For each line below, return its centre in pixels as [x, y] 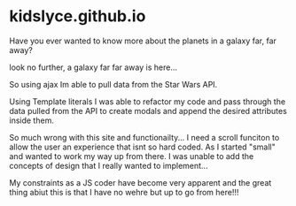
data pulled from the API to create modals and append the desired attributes [148, 111]
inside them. [32, 120]
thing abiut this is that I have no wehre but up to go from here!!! [124, 192]
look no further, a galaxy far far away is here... [93, 67]
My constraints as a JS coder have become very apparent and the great [140, 182]
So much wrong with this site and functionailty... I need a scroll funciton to [144, 137]
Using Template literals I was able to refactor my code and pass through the [148, 101]
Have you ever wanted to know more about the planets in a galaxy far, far [143, 41]
